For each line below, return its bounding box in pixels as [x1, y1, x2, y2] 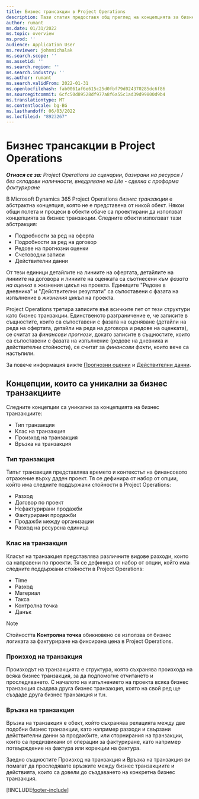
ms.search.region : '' [6, 64, 60, 70]
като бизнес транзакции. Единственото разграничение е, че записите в [6, 312, 188, 319]
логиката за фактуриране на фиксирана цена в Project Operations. [6, 638, 174, 645]
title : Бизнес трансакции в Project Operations [6, 8, 126, 15]
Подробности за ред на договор [14, 239, 97, 246]
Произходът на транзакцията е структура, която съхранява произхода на [6, 665, 193, 673]
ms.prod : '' [6, 36, 36, 42]
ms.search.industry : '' [6, 69, 65, 75]
